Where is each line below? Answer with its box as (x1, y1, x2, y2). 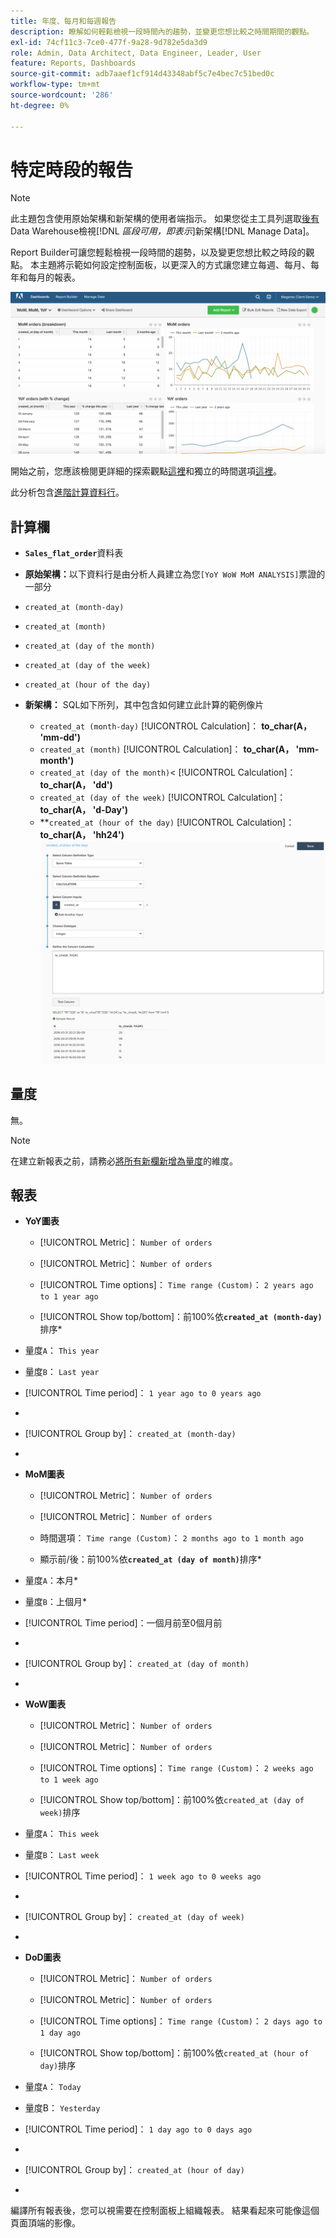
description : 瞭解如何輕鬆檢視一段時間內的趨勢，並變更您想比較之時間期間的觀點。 (10, 26, 315, 37)
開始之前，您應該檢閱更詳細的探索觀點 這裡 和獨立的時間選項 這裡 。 (10, 465, 282, 477)
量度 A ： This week (24, 1828, 100, 1840)
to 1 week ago (39, 1775, 99, 1785)
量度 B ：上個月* (24, 1596, 87, 1608)
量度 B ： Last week (24, 1849, 100, 1861)
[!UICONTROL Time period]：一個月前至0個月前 (24, 1617, 223, 1629)
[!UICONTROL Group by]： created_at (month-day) (24, 1428, 237, 1440)
